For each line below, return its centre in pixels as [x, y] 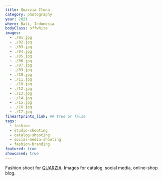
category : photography [29, 14]
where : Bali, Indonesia [30, 24]
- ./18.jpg [21, 84]
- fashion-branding [30, 144]
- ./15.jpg [21, 103]
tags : [11, 121]
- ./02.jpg [21, 42]
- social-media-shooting [35, 140]
